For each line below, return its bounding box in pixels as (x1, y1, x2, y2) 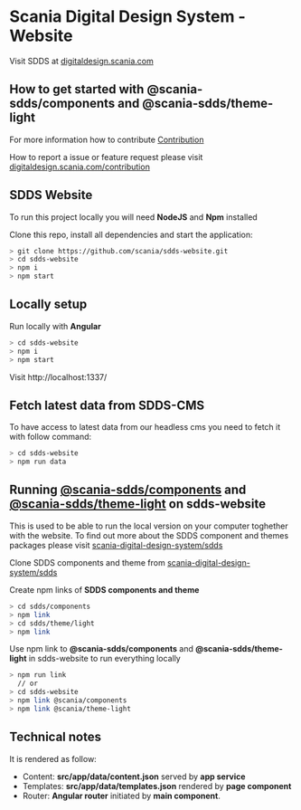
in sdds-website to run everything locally (28, 653, 181, 664)
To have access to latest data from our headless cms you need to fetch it (9, 422, 281, 433)
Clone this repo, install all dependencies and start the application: (9, 229, 253, 240)
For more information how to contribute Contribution (9, 134, 204, 145)
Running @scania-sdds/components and (9, 482, 247, 498)
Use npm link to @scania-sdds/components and (9, 643, 194, 654)
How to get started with (9, 81, 145, 97)
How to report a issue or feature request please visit (9, 151, 203, 162)
